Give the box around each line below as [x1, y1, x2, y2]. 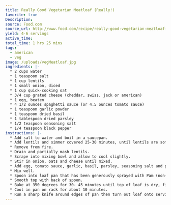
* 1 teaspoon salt [10, 74, 49, 79]
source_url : [5, 26, 31, 32]
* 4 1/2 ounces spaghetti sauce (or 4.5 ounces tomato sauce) [10, 102, 145, 107]
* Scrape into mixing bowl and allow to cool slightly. [10, 154, 131, 159]
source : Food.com [5, 21, 42, 27]
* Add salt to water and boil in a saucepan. [10, 135, 108, 140]
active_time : [5, 36, 33, 41]
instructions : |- [5, 130, 42, 135]
